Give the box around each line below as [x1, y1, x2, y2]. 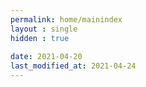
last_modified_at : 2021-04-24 [10, 61, 137, 71]
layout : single [10, 24, 78, 34]
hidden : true [10, 33, 70, 43]
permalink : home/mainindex [10, 14, 123, 25]
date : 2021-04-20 [10, 52, 83, 62]
